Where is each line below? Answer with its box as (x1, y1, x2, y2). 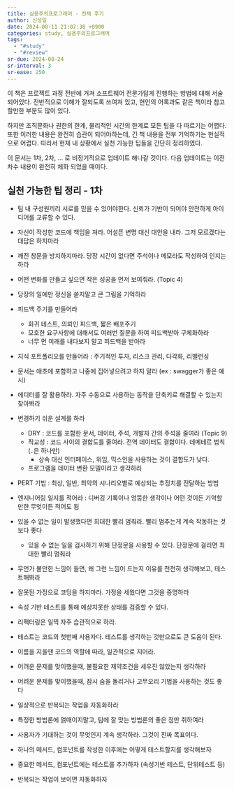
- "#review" (13, 50, 49, 57)
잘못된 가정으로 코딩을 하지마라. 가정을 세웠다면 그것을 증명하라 (17, 588, 190, 596)
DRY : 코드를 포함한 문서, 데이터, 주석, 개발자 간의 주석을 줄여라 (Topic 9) (27, 429, 228, 438)
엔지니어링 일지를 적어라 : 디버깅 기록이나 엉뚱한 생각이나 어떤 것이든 (17, 494, 204, 502)
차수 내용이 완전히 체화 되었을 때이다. (7, 162, 108, 171)
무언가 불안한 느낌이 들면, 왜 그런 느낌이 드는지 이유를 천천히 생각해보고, (17, 564, 213, 573)
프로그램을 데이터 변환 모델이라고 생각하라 (27, 464, 142, 473)
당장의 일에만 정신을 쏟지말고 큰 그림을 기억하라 (17, 290, 147, 299)
